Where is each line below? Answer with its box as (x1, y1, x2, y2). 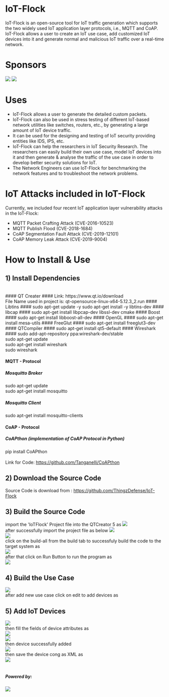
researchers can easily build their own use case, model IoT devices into (12, 149, 161, 155)
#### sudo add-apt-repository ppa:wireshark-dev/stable (5, 331, 124, 337)
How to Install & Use (5, 254, 91, 265)
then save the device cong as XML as (5, 651, 83, 657)
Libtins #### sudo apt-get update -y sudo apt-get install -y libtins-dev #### (5, 304, 164, 310)
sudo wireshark (5, 347, 38, 353)
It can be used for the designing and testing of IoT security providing (12, 132, 155, 138)
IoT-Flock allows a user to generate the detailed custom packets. (12, 111, 147, 117)
